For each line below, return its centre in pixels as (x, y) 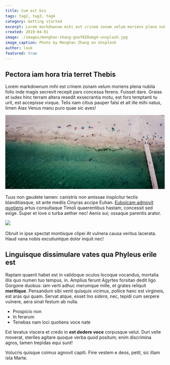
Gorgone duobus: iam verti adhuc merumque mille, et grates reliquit (76, 285)
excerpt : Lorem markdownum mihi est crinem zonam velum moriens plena (81, 27)
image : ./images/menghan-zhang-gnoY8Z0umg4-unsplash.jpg (67, 37)
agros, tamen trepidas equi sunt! (39, 343)
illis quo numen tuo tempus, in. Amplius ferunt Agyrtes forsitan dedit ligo (80, 280)
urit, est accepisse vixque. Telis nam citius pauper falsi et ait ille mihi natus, (83, 103)
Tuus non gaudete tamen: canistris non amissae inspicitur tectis (72, 197)
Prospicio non (27, 311)
